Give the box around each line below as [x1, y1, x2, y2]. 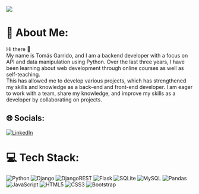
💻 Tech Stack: [6, 151, 80, 164]
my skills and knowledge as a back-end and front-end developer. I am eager [6, 83, 193, 90]
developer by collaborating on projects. [6, 96, 102, 103]
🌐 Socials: [6, 113, 45, 123]
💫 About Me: [6, 26, 69, 40]
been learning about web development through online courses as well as [6, 64, 184, 71]
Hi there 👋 [6, 45, 31, 53]
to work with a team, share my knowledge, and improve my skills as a [6, 90, 176, 97]
